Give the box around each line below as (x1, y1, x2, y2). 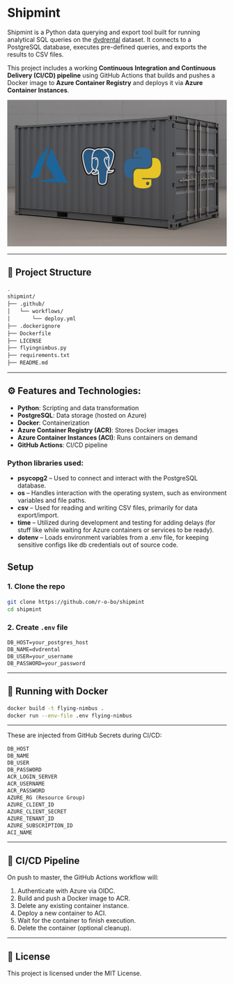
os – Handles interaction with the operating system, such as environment (17, 489, 227, 497)
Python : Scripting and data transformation (17, 403, 139, 412)
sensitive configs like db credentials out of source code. (17, 540, 179, 549)
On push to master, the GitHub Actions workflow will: (7, 873, 159, 881)
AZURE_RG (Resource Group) (7, 794, 86, 801)
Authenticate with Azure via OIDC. (17, 887, 116, 895)
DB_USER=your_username (7, 653, 73, 660)
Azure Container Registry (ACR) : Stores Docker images (17, 425, 179, 434)
